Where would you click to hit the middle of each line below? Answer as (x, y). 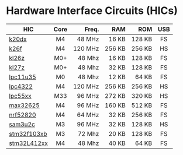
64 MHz (88, 115)
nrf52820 (23, 115)
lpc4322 (21, 86)
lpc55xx (20, 96)
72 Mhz (89, 133)
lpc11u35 (23, 77)
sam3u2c (22, 124)
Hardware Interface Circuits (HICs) (92, 11)
